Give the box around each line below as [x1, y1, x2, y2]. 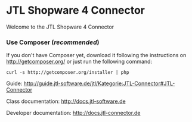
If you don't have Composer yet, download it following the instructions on [6, 52, 187, 59]
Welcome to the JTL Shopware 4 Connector [6, 23, 114, 30]
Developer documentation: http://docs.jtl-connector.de [6, 110, 141, 117]
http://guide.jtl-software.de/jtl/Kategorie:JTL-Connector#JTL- [23, 80, 175, 87]
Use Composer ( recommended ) [6, 38, 100, 46]
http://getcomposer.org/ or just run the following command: [6, 58, 153, 65]
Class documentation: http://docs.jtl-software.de [6, 98, 126, 105]
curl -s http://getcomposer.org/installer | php [6, 70, 129, 76]
